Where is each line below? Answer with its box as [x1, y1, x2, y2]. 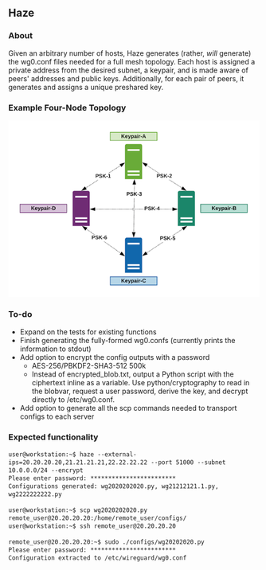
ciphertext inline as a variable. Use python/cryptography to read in [31, 377, 250, 387]
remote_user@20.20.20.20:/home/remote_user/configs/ [8, 514, 187, 522]
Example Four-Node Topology [8, 102, 127, 113]
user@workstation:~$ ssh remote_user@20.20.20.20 [8, 522, 177, 530]
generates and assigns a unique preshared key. [8, 82, 164, 92]
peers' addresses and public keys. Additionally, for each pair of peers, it [8, 73, 244, 83]
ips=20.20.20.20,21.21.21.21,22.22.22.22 [8, 459, 148, 467]
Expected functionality [8, 431, 99, 443]
